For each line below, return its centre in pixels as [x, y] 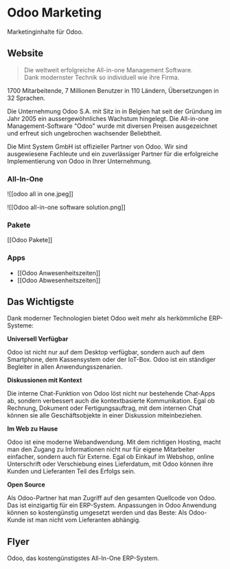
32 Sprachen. [26, 98]
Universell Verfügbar [38, 339]
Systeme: [21, 325]
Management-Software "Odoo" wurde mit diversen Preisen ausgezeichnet [112, 126]
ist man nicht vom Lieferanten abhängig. [84, 520]
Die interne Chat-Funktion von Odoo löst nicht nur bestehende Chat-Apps [111, 394]
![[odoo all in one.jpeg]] [40, 194]
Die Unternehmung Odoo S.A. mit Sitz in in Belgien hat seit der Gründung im [114, 111]
